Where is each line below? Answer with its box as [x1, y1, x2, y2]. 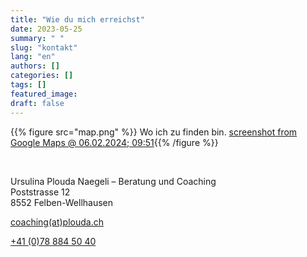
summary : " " [10, 33, 65, 43]
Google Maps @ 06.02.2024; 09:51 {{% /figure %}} [10, 136, 219, 148]
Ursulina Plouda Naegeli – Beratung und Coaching [10, 175, 217, 187]
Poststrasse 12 [10, 186, 71, 198]
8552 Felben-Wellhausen [10, 196, 114, 208]
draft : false [10, 98, 65, 108]
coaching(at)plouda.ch [10, 216, 104, 228]
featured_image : [10, 89, 78, 99]
